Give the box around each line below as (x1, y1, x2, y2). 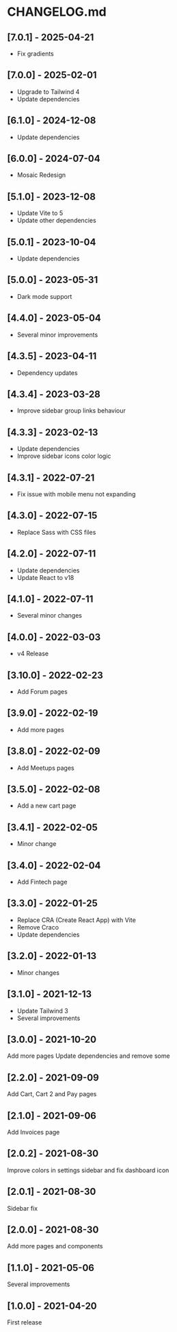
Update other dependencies (16, 217, 97, 225)
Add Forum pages (16, 688, 68, 696)
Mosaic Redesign (16, 171, 66, 179)
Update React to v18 (16, 573, 74, 581)
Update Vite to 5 (16, 209, 64, 217)
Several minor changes (16, 611, 82, 620)
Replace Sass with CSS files (16, 528, 96, 536)
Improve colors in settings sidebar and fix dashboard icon (7, 1166, 169, 1174)
